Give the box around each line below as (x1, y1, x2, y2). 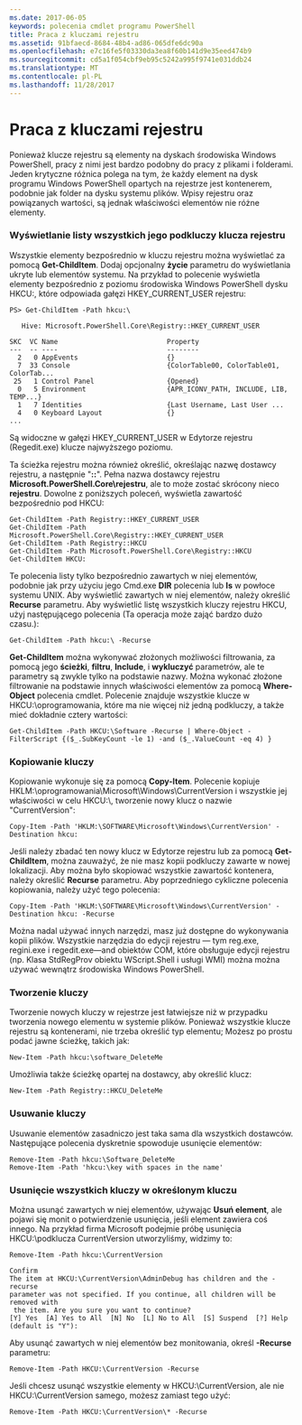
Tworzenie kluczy (9, 986, 88, 999)
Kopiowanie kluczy (9, 755, 95, 768)
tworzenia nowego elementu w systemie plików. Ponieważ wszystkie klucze (9, 1017, 291, 1028)
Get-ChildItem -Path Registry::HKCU (9, 538, 147, 547)
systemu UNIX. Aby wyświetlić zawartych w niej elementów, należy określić (9, 589, 291, 601)
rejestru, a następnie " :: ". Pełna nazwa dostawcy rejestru (9, 469, 221, 480)
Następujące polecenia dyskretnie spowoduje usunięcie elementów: (9, 1137, 262, 1148)
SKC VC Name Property (9, 337, 200, 346)
